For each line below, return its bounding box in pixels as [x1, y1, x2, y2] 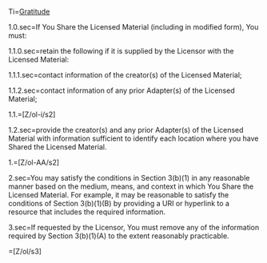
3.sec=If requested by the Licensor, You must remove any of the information [8, 223, 260, 232]
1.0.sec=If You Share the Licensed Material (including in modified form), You [8, 22, 259, 31]
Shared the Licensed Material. [8, 142, 107, 151]
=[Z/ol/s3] [8, 247, 42, 256]
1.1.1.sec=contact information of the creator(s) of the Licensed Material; [8, 70, 242, 79]
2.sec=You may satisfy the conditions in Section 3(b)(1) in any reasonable [8, 173, 250, 182]
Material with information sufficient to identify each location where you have [8, 133, 259, 143]
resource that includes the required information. [8, 207, 166, 217]
